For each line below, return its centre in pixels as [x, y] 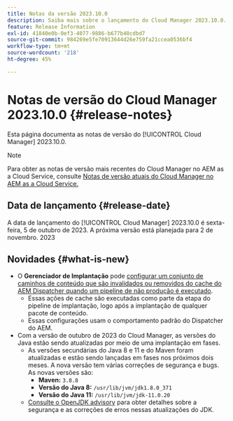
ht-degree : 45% [29, 59]
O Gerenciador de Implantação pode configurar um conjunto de [110, 276]
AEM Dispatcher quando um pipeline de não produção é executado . [115, 291]
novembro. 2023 [31, 237]
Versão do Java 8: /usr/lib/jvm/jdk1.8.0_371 [105, 387]
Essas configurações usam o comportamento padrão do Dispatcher [126, 321]
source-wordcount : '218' [43, 53]
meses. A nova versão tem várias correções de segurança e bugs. [123, 365]
